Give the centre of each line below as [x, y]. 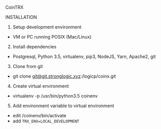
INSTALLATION [21, 17]
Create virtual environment [41, 86]
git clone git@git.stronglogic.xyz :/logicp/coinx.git [64, 76]
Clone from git [28, 66]
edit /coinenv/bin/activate [39, 116]
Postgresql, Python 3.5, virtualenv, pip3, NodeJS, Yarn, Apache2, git [84, 56]
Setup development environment [47, 27]
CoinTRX [15, 7]
